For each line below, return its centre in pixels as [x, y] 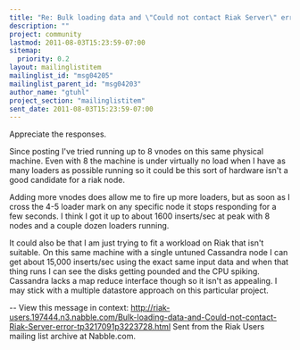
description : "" [39, 26]
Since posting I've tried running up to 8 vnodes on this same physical [137, 152]
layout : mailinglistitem [55, 68]
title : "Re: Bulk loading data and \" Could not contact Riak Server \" [143, 17]
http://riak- [150, 308]
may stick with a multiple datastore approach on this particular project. [139, 290]
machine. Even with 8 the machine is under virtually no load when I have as [147, 161]
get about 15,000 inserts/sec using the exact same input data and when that [149, 262]
